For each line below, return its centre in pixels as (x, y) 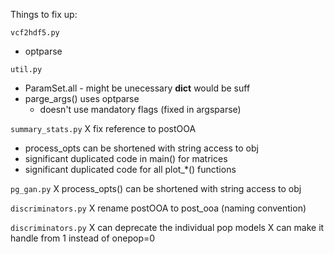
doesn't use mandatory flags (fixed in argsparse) (140, 109)
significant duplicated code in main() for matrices (126, 158)
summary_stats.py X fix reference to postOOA (103, 128)
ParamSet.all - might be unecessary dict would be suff (137, 88)
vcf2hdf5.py (35, 33)
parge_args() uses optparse (82, 98)
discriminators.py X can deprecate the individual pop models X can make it (167, 227)
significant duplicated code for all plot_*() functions (130, 169)
